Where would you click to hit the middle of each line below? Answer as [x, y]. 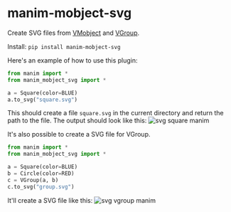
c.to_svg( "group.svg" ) [41, 186]
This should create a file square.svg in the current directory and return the [116, 113]
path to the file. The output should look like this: [77, 121]
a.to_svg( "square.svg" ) [43, 100]
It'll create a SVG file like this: [50, 200]
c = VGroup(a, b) [33, 180]
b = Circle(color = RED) [41, 174]
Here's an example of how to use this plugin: [72, 60]
